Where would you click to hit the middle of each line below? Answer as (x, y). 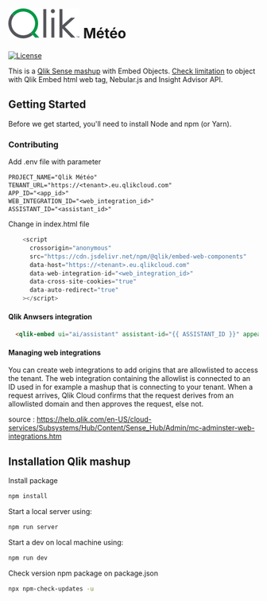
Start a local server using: (50, 512)
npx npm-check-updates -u (51, 589)
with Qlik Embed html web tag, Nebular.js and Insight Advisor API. (116, 79)
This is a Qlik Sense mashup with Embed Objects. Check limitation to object (132, 71)
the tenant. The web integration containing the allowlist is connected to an (130, 379)
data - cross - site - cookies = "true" (83, 282)
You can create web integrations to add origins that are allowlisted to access (133, 370)
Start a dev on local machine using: (66, 542)
